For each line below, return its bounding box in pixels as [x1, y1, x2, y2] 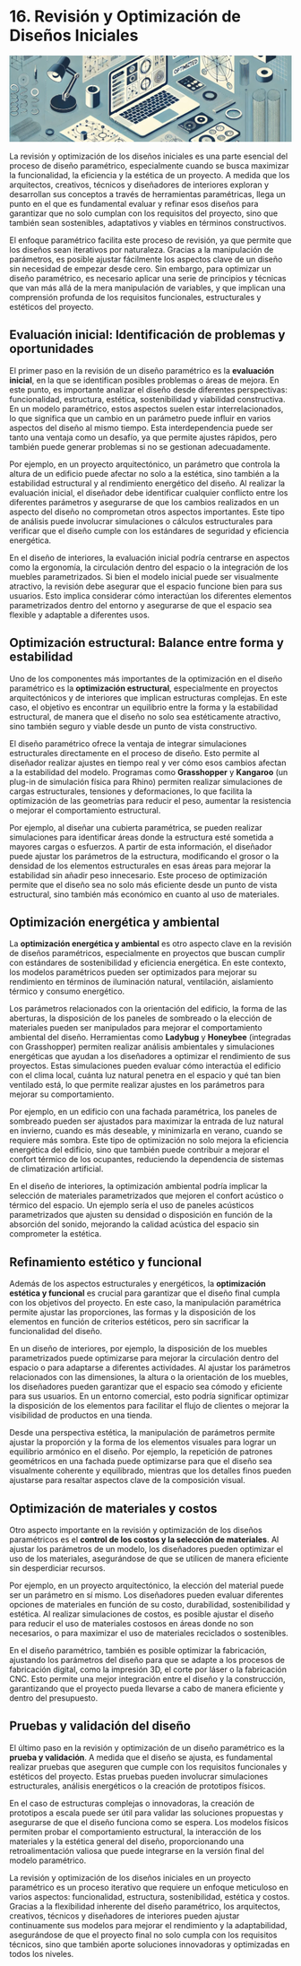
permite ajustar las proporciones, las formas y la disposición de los [9, 1306, 256, 1318]
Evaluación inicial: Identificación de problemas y [9, 327, 286, 342]
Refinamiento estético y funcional [9, 1255, 202, 1270]
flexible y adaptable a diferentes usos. [9, 609, 150, 620]
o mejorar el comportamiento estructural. [9, 805, 161, 815]
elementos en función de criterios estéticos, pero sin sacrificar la [9, 1316, 249, 1327]
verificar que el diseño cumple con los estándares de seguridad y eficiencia [9, 525, 289, 536]
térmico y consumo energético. [9, 986, 125, 996]
